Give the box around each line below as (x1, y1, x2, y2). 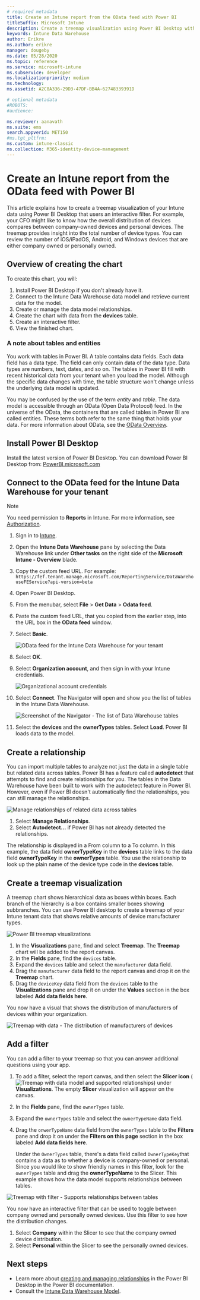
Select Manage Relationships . (15, 818, 91, 825)
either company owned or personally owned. (7, 242, 116, 249)
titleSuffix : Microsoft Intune (7, 20, 84, 26)
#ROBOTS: (7, 102, 28, 108)
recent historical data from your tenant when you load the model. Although (7, 372, 189, 379)
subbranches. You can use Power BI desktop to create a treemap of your (7, 906, 185, 914)
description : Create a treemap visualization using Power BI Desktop (7, 25, 183, 32)
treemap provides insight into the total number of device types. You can (7, 229, 182, 237)
